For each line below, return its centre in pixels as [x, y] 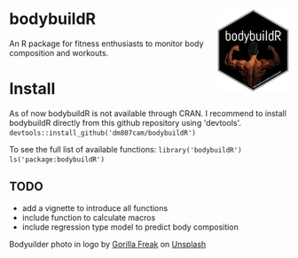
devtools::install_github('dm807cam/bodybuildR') [103, 133]
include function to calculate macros [89, 217]
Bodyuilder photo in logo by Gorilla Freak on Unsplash [108, 244]
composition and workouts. [59, 52]
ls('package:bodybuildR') [57, 160]
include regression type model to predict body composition [130, 227]
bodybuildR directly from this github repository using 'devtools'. [125, 122]
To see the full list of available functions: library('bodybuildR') [125, 149]
